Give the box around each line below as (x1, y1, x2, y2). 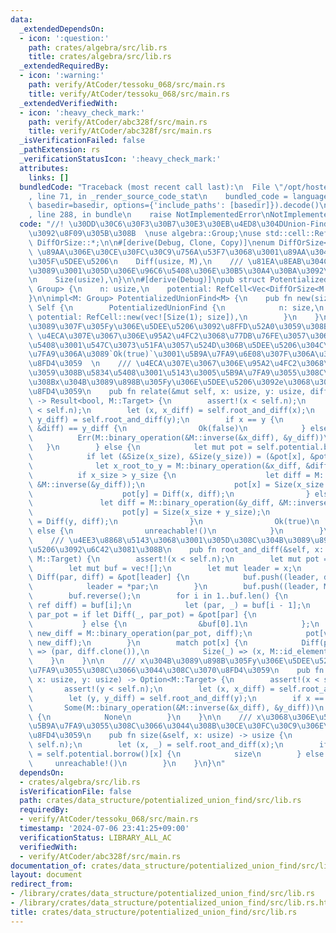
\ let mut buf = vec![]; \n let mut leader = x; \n (28, 563, 302, 573)
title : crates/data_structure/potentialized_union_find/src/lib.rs (10, 907, 298, 917)
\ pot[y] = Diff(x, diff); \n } (28, 489, 311, 499)
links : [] (28, 172, 70, 183)
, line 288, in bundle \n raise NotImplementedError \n (28, 210, 271, 220)
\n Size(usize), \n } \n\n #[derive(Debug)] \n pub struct (28, 275, 267, 285)
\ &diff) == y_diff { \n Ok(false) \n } (28, 424, 307, 434)
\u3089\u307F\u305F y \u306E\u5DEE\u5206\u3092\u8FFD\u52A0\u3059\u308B (28, 321, 329, 331)
